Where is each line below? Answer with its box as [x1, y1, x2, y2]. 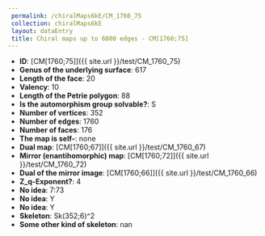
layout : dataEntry [11, 27, 74, 35]
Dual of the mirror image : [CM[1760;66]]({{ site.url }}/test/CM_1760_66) [19, 168, 258, 178]
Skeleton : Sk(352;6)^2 [19, 211, 95, 221]
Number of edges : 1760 [19, 116, 99, 126]
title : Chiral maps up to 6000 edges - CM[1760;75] [11, 34, 189, 43]
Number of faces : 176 [19, 125, 93, 135]
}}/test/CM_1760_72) [19, 159, 87, 170]
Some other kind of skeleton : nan [19, 220, 132, 230]
